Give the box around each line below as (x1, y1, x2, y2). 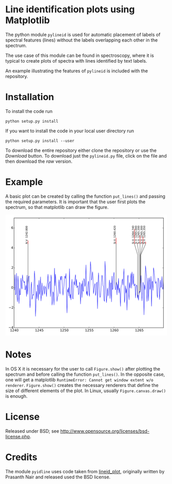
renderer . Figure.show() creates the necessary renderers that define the (5, 382, 159, 388)
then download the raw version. (5, 158, 73, 164)
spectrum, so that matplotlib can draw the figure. (5, 204, 109, 210)
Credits (5, 451, 37, 463)
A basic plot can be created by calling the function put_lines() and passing (5, 193, 166, 199)
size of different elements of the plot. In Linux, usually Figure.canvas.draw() (5, 388, 166, 394)
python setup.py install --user (5, 138, 74, 143)
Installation (5, 91, 54, 103)
